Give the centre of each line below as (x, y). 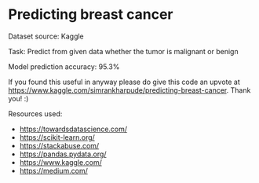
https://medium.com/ (53, 170)
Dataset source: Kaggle (46, 36)
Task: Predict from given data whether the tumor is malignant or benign (123, 51)
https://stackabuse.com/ (59, 145)
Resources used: (35, 113)
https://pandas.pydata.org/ (63, 154)
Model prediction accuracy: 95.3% (64, 66)
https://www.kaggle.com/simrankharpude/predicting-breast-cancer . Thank (129, 90)
